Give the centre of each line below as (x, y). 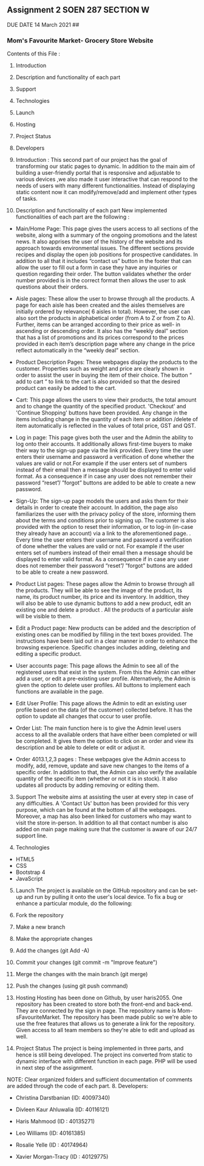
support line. (32, 836)
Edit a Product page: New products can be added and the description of (106, 628)
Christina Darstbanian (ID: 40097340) (63, 1098)
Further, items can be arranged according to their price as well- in (98, 324)
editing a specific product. (48, 654)
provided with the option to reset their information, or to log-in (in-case (104, 527)
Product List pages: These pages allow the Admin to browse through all (105, 584)
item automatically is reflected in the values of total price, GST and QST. (106, 426)
